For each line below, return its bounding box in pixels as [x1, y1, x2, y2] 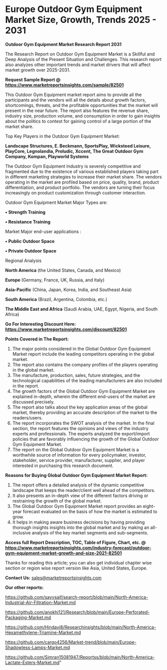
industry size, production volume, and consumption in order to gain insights [5, 112, 161, 118]
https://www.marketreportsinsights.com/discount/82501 [5, 326, 127, 332]
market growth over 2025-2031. [5, 66, 71, 73]
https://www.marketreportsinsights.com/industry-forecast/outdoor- [5, 544, 152, 550]
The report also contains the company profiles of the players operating [12, 361, 158, 367]
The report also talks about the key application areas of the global [12, 404, 148, 410]
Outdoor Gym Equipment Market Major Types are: [5, 199, 108, 205]
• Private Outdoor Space [5, 247, 56, 253]
